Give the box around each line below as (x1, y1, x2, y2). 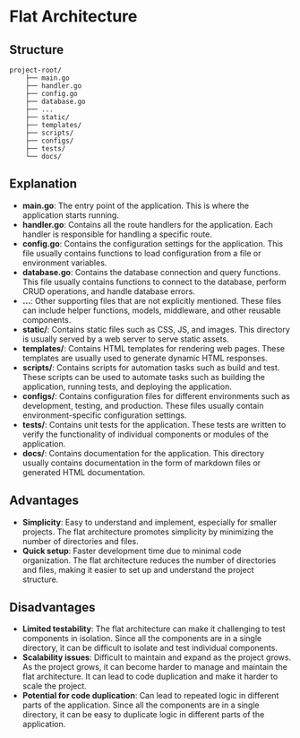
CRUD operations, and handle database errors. (21, 285, 195, 297)
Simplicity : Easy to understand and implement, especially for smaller (21, 517, 278, 527)
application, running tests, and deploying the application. (21, 381, 233, 392)
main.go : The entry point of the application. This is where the (21, 200, 249, 211)
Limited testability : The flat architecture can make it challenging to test (21, 623, 286, 634)
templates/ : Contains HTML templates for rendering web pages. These (21, 343, 285, 353)
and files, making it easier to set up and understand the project (21, 564, 254, 575)
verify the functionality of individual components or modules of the (21, 429, 270, 439)
